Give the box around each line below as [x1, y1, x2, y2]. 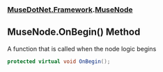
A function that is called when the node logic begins [7, 44, 157, 53]
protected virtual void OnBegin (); [7, 57, 111, 65]
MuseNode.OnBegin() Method [7, 26, 141, 38]
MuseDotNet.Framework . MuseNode [7, 5, 134, 15]
